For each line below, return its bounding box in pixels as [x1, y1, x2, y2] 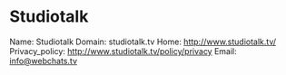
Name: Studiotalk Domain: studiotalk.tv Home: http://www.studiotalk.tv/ [9, 36, 277, 47]
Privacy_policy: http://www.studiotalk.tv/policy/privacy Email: [9, 45, 238, 56]
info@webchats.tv [9, 55, 78, 66]
